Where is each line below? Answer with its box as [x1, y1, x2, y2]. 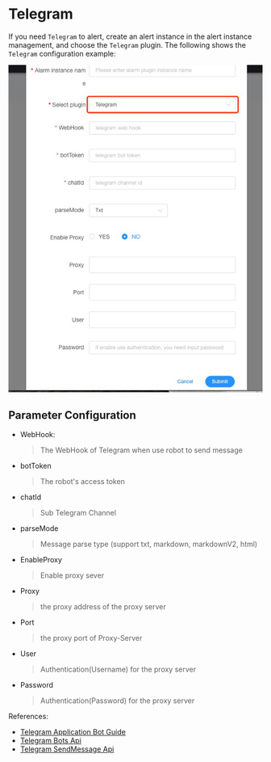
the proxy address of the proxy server [40, 602, 167, 612]
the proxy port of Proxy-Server [40, 634, 143, 643]
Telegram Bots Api [19, 736, 82, 746]
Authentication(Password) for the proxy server [40, 696, 195, 705]
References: [8, 712, 48, 722]
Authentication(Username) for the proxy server [40, 664, 196, 675]
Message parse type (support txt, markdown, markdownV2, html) [40, 539, 258, 549]
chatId [19, 492, 42, 502]
